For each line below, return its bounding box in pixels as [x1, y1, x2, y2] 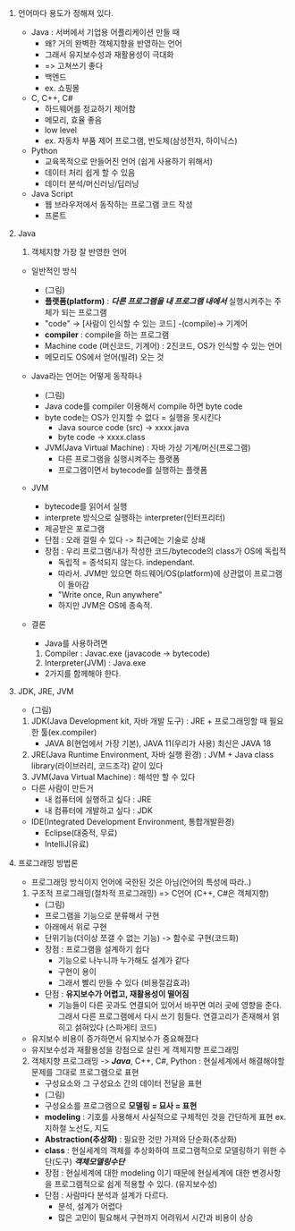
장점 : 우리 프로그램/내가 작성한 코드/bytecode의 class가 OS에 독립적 [44, 546, 287, 556]
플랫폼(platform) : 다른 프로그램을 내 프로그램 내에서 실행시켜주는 [44, 296, 273, 306]
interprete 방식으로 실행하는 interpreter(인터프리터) [44, 513, 226, 522]
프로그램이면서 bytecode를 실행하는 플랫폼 [57, 464, 208, 475]
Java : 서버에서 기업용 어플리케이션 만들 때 [30, 27, 181, 38]
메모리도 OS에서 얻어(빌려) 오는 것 [44, 352, 164, 362]
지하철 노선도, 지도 [44, 1123, 110, 1133]
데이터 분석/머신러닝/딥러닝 [44, 178, 139, 189]
